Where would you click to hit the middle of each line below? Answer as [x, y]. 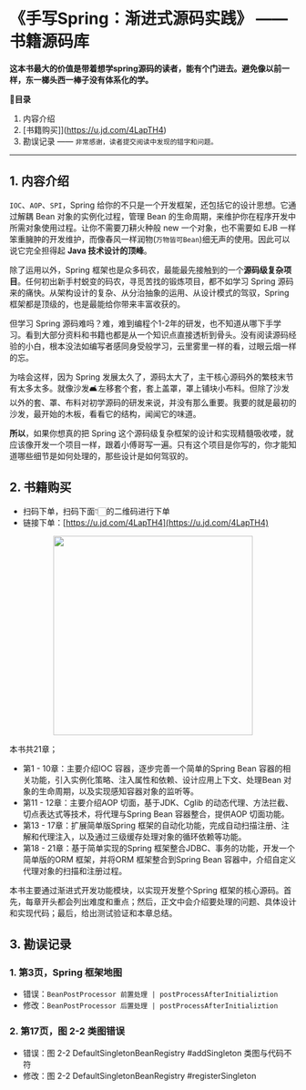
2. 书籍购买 [41, 488]
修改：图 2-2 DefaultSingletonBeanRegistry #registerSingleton [139, 1075]
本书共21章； [34, 749]
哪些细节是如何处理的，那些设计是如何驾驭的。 [105, 455]
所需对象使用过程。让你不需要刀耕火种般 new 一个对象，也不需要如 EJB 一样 [153, 228]
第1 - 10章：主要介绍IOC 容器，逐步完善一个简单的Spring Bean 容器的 [153, 768]
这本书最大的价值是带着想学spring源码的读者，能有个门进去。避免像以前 [146, 68]
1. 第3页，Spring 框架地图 [66, 973]
